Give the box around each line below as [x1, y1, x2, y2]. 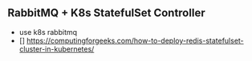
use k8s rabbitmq [18, 27, 78, 36]
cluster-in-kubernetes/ [18, 44, 95, 54]
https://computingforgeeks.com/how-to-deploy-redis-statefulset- [26, 36, 244, 45]
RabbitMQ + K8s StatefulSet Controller [7, 6, 205, 20]
